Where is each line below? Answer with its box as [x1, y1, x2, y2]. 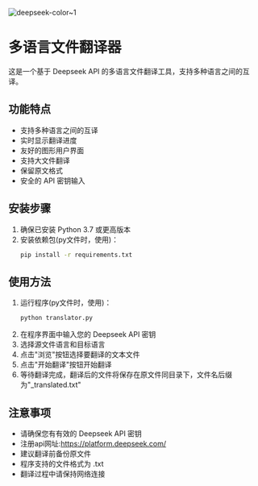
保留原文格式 [19, 165, 63, 175]
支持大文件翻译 [19, 156, 70, 165]
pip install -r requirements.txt [19, 251, 133, 259]
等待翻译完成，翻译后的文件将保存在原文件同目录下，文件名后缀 [19, 370, 232, 380]
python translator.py [19, 314, 93, 322]
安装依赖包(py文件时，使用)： [19, 235, 119, 244]
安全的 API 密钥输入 [19, 176, 86, 185]
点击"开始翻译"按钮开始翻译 [19, 359, 112, 370]
